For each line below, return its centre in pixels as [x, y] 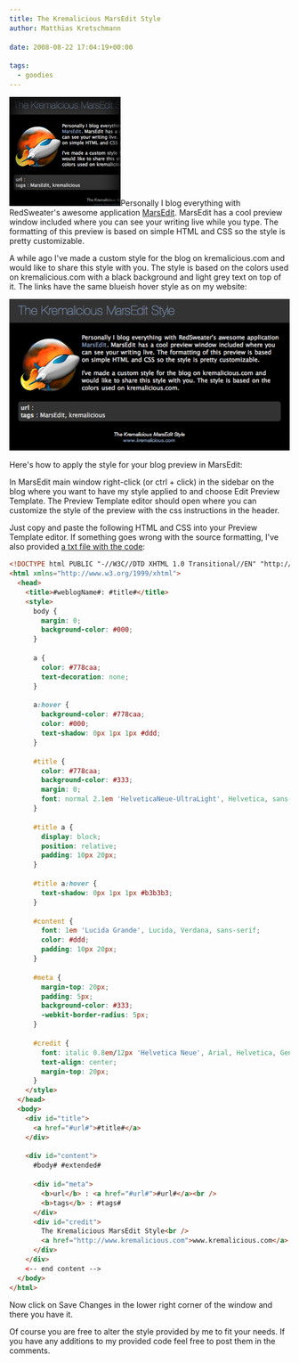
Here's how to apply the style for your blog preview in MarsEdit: [126, 465]
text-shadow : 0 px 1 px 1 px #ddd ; [101, 734]
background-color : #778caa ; [93, 714]
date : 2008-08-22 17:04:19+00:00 [71, 47]
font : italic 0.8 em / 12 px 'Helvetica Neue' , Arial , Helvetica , [159, 1053]
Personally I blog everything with [181, 203]
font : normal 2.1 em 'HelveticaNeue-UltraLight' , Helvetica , [155, 799]
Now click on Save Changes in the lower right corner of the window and [141, 1304]
